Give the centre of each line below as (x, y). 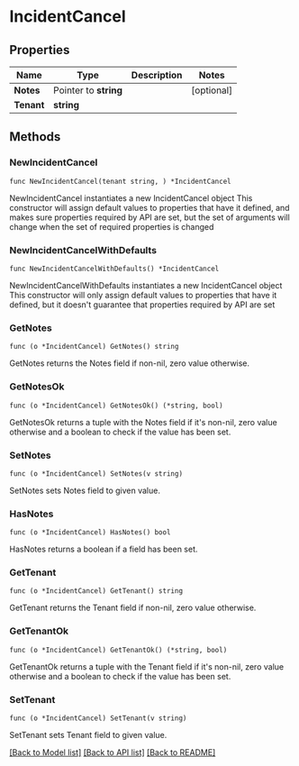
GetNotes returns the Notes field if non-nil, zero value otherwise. (130, 363)
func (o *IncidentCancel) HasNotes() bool (90, 533)
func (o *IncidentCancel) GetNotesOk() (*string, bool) (116, 406)
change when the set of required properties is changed (112, 226)
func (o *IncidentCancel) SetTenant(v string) (98, 718)
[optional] (212, 90)
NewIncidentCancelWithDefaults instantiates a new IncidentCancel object (146, 285)
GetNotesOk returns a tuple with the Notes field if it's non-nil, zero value (143, 422)
